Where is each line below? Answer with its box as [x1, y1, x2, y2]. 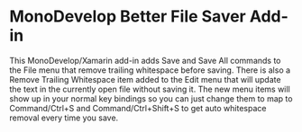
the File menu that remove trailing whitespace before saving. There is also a [9, 65, 291, 75]
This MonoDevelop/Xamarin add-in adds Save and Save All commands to [9, 55, 281, 66]
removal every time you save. [9, 112, 119, 123]
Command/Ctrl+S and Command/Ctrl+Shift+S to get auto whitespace [9, 102, 267, 113]
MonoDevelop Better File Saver [9, 6, 246, 27]
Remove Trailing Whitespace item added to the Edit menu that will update [9, 74, 281, 84]
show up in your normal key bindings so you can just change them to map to [9, 92, 293, 104]
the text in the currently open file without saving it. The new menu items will [9, 84, 290, 94]
